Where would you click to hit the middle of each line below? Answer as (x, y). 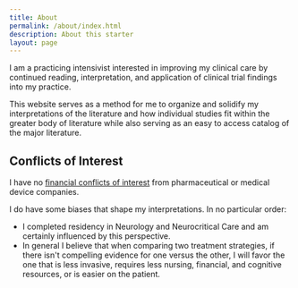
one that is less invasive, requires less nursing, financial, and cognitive (152, 265)
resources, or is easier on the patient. (91, 275)
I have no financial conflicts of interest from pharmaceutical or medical (140, 182)
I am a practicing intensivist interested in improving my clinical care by (139, 68)
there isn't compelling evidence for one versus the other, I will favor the (153, 255)
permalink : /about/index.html (66, 26)
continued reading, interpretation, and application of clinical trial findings (143, 78)
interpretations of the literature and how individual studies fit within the (140, 114)
